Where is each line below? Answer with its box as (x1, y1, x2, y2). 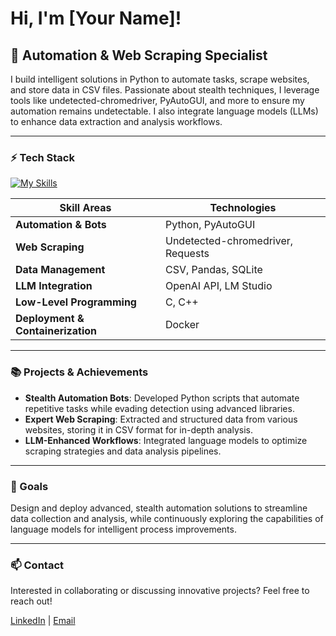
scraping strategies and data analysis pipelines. (24, 445, 222, 457)
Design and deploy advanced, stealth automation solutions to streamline (10, 502, 308, 514)
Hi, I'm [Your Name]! (10, 7, 182, 30)
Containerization (15, 324, 98, 338)
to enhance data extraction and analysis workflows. (10, 116, 223, 127)
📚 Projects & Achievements (10, 365, 149, 379)
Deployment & (15, 312, 85, 326)
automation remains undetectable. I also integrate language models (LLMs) (10, 105, 319, 117)
